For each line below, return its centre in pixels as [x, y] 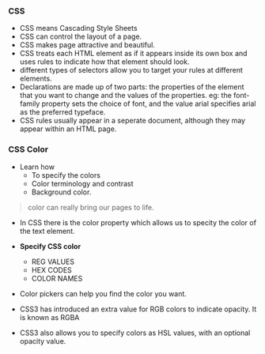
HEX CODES [52, 269]
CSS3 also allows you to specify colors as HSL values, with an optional [135, 333]
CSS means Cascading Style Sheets [78, 28]
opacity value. [43, 341]
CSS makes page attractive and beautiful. [87, 45]
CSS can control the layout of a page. [81, 36]
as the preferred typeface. [62, 112]
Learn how [37, 167]
